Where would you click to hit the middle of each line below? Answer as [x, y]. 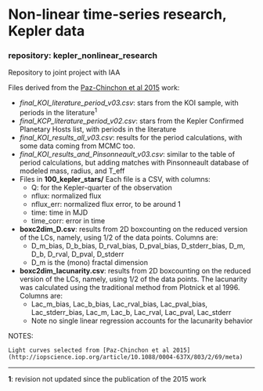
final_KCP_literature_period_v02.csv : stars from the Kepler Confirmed [131, 121]
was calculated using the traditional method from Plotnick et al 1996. [130, 288]
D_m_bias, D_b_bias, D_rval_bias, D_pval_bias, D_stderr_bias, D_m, [138, 246]
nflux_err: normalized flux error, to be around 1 [106, 205]
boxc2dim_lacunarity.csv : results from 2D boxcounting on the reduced [135, 271]
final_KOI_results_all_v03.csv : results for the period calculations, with [131, 138]
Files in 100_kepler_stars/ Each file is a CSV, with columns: [115, 179]
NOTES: [21, 336]
